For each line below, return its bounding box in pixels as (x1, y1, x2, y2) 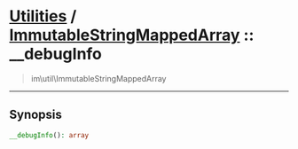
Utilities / (9, 6, 77, 27)
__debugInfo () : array (9, 130, 90, 139)
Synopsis (9, 107, 62, 122)
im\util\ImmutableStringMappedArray (30, 73, 167, 83)
